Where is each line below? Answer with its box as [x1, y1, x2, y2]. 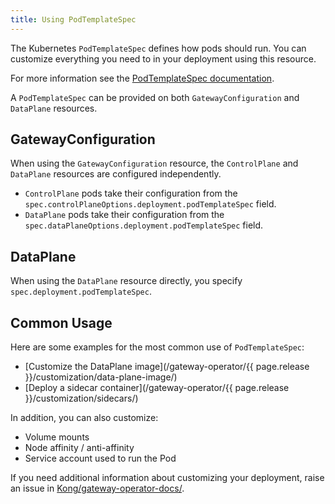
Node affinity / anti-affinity [24, 442, 135, 454]
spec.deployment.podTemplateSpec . [10, 286, 152, 298]
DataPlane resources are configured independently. [10, 168, 222, 180]
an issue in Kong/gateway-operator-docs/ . [10, 482, 185, 495]
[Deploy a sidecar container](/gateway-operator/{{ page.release [24, 382, 290, 394]
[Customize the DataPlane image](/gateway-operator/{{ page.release [24, 361, 310, 373]
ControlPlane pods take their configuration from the [24, 187, 238, 200]
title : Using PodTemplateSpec [10, 14, 137, 25]
